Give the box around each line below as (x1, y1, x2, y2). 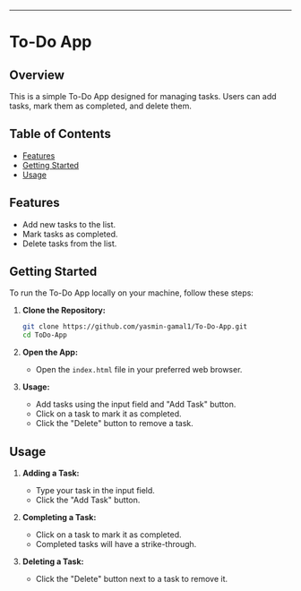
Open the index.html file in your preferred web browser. (35, 364, 243, 375)
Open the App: (21, 347, 79, 358)
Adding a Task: (21, 467, 80, 478)
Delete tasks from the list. (21, 238, 117, 249)
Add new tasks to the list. (21, 218, 116, 229)
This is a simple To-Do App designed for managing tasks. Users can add (9, 91, 277, 101)
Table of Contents (9, 126, 112, 141)
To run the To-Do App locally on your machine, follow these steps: (9, 287, 254, 298)
